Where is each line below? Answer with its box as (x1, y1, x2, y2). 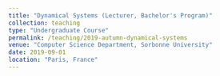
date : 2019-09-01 (8, 48, 66, 56)
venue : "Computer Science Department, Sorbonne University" (8, 41, 214, 49)
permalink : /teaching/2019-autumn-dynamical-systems (8, 33, 188, 42)
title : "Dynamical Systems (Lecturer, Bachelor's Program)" (8, 11, 214, 20)
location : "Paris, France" (8, 56, 98, 64)
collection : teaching (8, 19, 81, 27)
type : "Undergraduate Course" (8, 26, 110, 34)
